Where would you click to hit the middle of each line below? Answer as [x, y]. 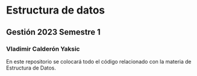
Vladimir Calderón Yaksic [43, 49]
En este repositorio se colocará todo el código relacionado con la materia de [99, 61]
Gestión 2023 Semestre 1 [53, 32]
